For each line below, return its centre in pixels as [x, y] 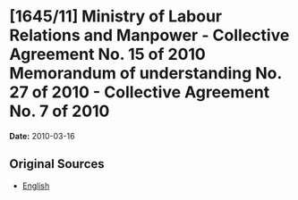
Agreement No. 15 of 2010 [107, 54]
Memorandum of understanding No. [145, 74]
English [36, 186]
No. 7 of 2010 [60, 111]
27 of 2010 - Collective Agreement [140, 92]
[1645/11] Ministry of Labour [116, 17]
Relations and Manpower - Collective [149, 35]
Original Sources [57, 164]
